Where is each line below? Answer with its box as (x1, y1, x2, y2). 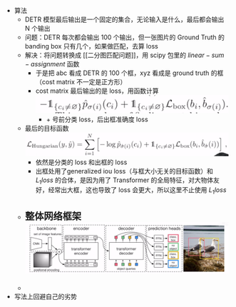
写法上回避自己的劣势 (14, 292, 77, 301)
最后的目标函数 (24, 124, 69, 132)
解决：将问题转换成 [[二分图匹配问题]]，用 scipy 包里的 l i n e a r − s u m (24, 51, 225, 59)
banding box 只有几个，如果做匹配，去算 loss (24, 42, 158, 50)
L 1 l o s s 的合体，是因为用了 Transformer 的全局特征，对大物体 (35, 176, 214, 186)
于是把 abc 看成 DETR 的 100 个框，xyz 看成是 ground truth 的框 (35, 69, 224, 77)
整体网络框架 (24, 210, 82, 222)
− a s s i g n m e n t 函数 (24, 60, 80, 68)
